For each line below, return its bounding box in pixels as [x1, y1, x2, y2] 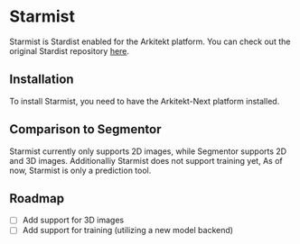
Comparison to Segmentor [9, 122, 162, 137]
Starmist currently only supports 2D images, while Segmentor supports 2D [9, 146, 287, 157]
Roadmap [9, 191, 65, 206]
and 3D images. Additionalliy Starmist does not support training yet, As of [9, 155, 283, 166]
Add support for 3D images [22, 214, 125, 226]
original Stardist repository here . [9, 45, 129, 56]
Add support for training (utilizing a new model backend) [22, 225, 233, 236]
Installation [9, 72, 74, 87]
